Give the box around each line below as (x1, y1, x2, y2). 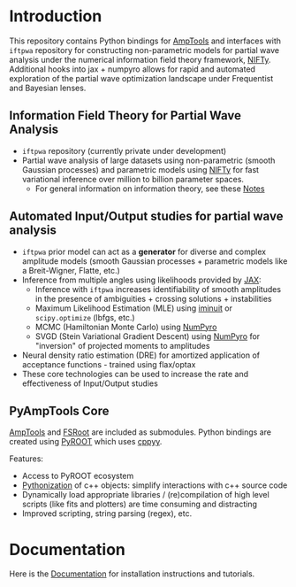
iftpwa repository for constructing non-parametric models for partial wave (9, 44, 280, 55)
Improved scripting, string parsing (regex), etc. (21, 508, 193, 519)
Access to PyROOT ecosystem (21, 471, 134, 482)
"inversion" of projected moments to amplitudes (34, 340, 210, 351)
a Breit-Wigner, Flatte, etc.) (21, 265, 121, 275)
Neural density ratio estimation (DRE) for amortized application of (21, 350, 261, 360)
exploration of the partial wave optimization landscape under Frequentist (9, 73, 274, 83)
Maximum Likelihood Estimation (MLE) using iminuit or (34, 303, 232, 313)
